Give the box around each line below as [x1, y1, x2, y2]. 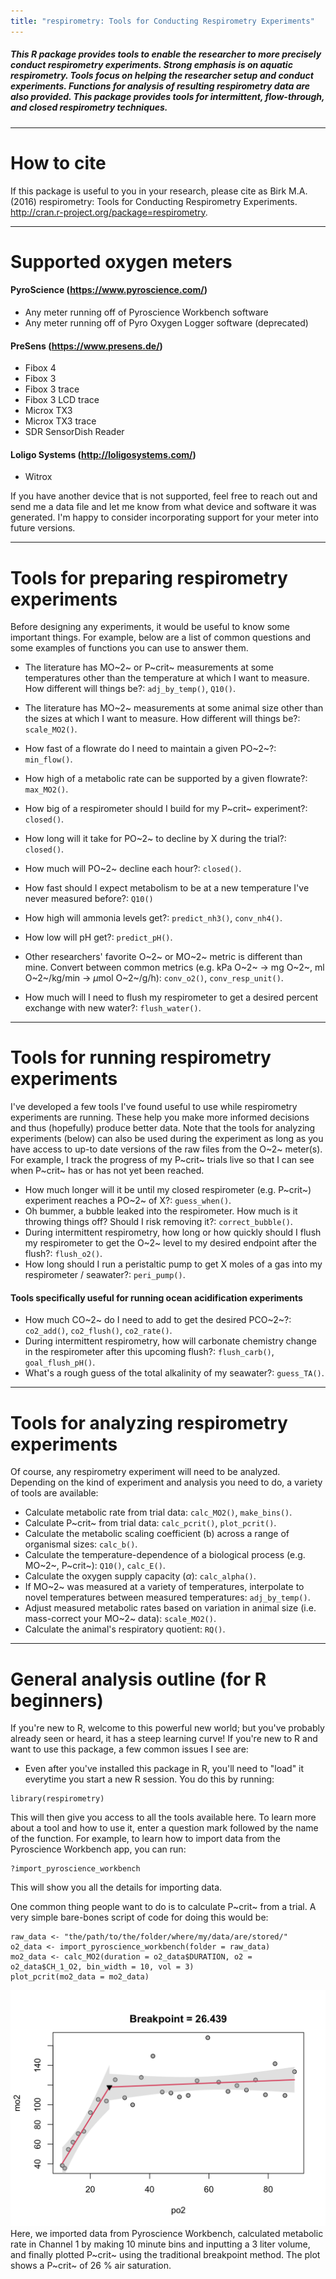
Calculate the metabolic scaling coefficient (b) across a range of [24, 1528, 290, 1540]
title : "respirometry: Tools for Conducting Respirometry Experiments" [10, 16, 315, 26]
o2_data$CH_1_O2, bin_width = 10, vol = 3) [10, 1962, 195, 1972]
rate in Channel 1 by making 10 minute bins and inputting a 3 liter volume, [10, 2238, 311, 2250]
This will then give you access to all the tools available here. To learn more [10, 1811, 317, 1824]
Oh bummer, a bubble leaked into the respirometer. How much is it [24, 1205, 298, 1217]
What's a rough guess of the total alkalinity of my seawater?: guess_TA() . [24, 1367, 325, 1379]
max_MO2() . [24, 783, 69, 795]
